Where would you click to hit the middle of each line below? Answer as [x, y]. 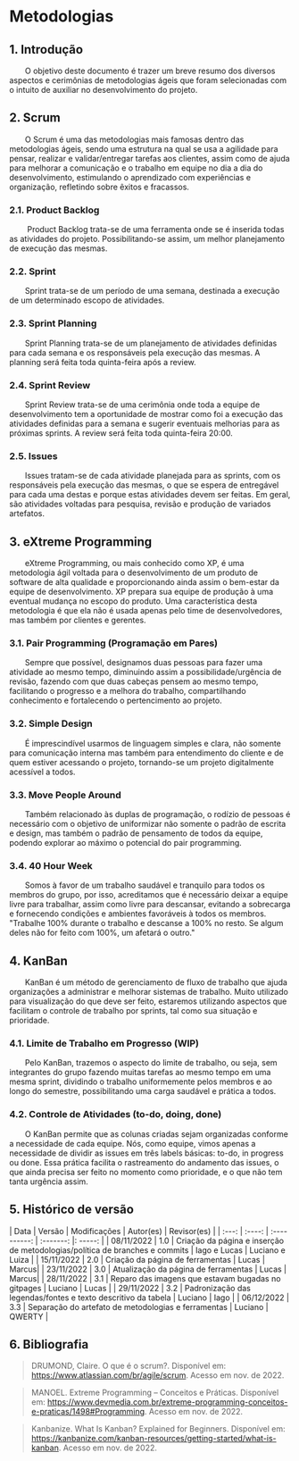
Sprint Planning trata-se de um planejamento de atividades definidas [151, 343]
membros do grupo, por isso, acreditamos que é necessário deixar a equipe [149, 895]
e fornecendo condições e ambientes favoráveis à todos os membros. [138, 914]
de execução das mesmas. [58, 248]
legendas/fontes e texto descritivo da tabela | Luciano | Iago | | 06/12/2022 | [149, 1298]
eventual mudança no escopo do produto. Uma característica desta [133, 601]
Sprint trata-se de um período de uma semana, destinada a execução [153, 291]
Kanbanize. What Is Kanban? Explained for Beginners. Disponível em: [158, 1429]
